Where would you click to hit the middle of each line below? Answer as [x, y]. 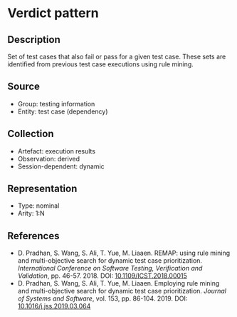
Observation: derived [49, 158]
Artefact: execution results [57, 151]
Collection [31, 134]
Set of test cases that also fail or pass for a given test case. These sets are [117, 56]
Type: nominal [38, 206]
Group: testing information [56, 104]
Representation [42, 189]
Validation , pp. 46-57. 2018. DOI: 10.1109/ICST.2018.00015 [102, 276]
